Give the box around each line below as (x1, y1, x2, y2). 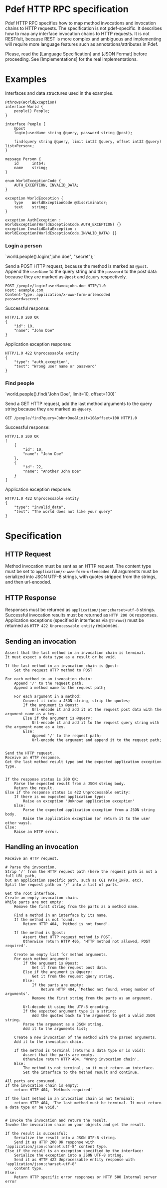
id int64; (14, 161, 46, 166)
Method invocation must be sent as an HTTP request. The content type (5, 563, 151, 569)
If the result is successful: (5, 1131, 68, 1136)
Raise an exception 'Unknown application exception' (23, 799, 135, 804)
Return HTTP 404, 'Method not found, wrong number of (40, 987, 155, 992)
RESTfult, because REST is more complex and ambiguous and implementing (5, 36, 162, 42)
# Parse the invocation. (5, 864, 57, 870)
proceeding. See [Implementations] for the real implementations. (5, 56, 138, 62)
